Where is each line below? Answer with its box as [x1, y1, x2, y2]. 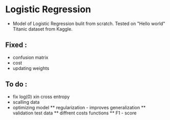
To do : [5, 80, 28, 89]
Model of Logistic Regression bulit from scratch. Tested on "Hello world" [12, 20, 165, 27]
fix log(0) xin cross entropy [12, 93, 70, 100]
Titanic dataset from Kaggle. [12, 26, 73, 32]
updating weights [12, 65, 50, 71]
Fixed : [5, 41, 27, 50]
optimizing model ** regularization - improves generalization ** [12, 104, 146, 110]
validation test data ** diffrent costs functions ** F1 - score [12, 110, 137, 116]
